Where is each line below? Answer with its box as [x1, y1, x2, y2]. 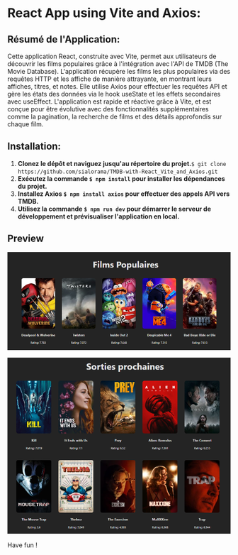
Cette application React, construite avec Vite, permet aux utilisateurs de [7, 52, 217, 60]
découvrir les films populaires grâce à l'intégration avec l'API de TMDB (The [7, 60, 229, 68]
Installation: [7, 141, 62, 153]
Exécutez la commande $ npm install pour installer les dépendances [17, 174, 225, 182]
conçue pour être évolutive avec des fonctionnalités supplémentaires [7, 105, 209, 113]
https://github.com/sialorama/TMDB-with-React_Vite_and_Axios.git [17, 168, 218, 175]
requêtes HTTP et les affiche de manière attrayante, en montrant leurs [7, 75, 212, 83]
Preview [7, 233, 45, 245]
